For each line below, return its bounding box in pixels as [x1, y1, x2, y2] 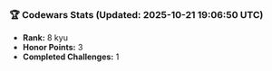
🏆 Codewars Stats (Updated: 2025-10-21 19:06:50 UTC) [9, 8, 264, 21]
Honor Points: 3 [22, 42, 83, 53]
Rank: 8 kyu [22, 32, 68, 43]
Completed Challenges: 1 [22, 51, 120, 62]
